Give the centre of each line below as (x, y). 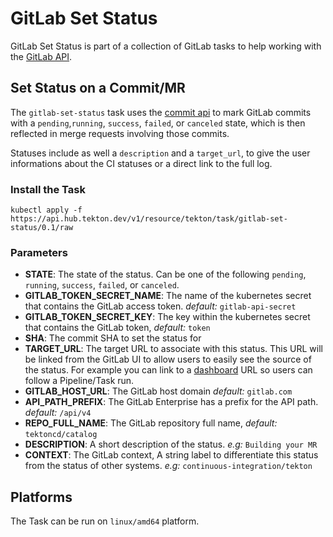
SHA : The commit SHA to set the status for (113, 338)
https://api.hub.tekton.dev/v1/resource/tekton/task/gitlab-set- (149, 219)
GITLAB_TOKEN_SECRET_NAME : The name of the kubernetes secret (168, 296)
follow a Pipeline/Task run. (79, 381)
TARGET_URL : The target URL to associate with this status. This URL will (173, 349)
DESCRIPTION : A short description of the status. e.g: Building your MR (171, 444)
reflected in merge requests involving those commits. (120, 133)
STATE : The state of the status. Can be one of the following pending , (165, 274)
